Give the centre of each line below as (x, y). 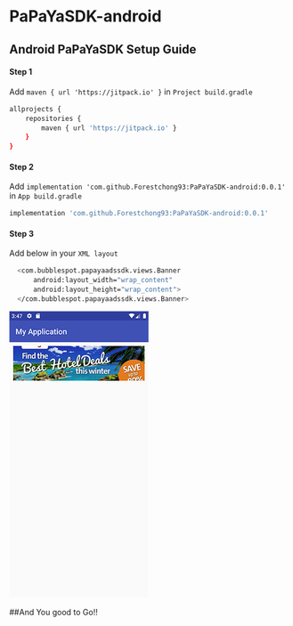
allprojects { (36, 109)
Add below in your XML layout (64, 253)
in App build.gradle (46, 196)
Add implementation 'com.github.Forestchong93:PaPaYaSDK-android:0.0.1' (148, 187)
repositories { (53, 118)
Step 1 (21, 72)
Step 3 (21, 233)
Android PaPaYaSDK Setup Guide (103, 49)
